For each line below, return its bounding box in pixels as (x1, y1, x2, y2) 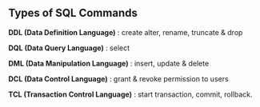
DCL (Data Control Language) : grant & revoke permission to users (8, 73, 230, 83)
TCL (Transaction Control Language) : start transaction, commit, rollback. (8, 89, 254, 99)
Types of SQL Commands (8, 6, 138, 20)
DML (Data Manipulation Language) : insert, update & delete (8, 58, 210, 68)
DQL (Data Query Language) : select (8, 43, 130, 53)
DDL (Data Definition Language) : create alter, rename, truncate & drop (8, 27, 243, 37)
